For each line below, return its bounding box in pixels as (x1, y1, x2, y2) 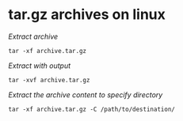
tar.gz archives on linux (8, 6, 166, 24)
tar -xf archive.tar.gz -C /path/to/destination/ (8, 105, 176, 113)
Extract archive (8, 32, 59, 41)
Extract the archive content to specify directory (8, 89, 163, 100)
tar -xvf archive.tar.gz (8, 76, 90, 84)
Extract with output (8, 61, 71, 70)
